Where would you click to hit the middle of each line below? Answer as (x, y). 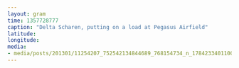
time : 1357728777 (33, 21)
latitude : (22, 34)
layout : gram (27, 14)
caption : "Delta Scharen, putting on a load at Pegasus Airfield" (108, 27)
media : (17, 47)
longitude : (23, 40)
